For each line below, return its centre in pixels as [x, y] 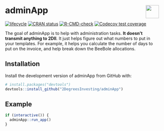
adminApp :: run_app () [30, 120]
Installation [22, 64]
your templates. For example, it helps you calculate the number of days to [79, 43]
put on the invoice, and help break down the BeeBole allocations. [70, 49]
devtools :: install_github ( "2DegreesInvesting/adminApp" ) [64, 89]
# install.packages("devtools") [38, 84]
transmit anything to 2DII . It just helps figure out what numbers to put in [78, 38]
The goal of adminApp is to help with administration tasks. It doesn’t [74, 33]
